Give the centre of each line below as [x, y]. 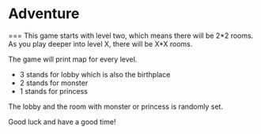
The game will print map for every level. [73, 59]
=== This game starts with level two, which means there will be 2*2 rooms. [131, 35]
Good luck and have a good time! [62, 121]
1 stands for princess [54, 91]
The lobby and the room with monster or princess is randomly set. [116, 106]
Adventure [44, 14]
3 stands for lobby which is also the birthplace [95, 74]
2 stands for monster [54, 83]
